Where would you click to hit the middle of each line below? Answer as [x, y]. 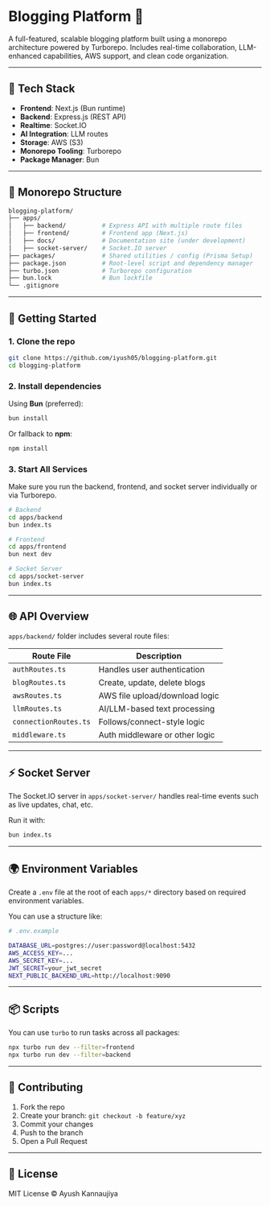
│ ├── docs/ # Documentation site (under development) [127, 241]
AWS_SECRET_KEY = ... [41, 960]
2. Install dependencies [55, 386]
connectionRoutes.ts [51, 721]
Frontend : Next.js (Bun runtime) [73, 108]
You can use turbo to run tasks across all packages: [94, 1033]
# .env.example [34, 931]
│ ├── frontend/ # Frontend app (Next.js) [98, 233]
